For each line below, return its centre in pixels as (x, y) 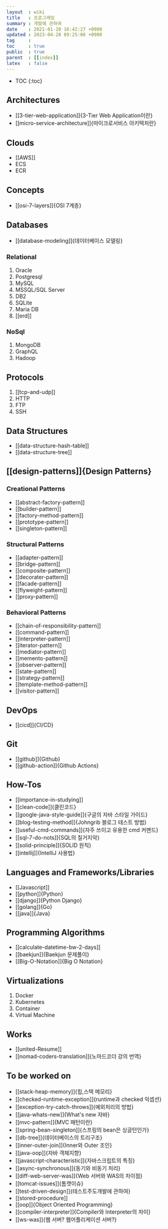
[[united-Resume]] (38, 1049)
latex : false (27, 63)
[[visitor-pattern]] (37, 691)
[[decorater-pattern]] (42, 577)
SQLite (24, 303)
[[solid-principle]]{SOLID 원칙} (53, 845)
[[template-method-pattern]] (51, 685)
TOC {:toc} (29, 81)
